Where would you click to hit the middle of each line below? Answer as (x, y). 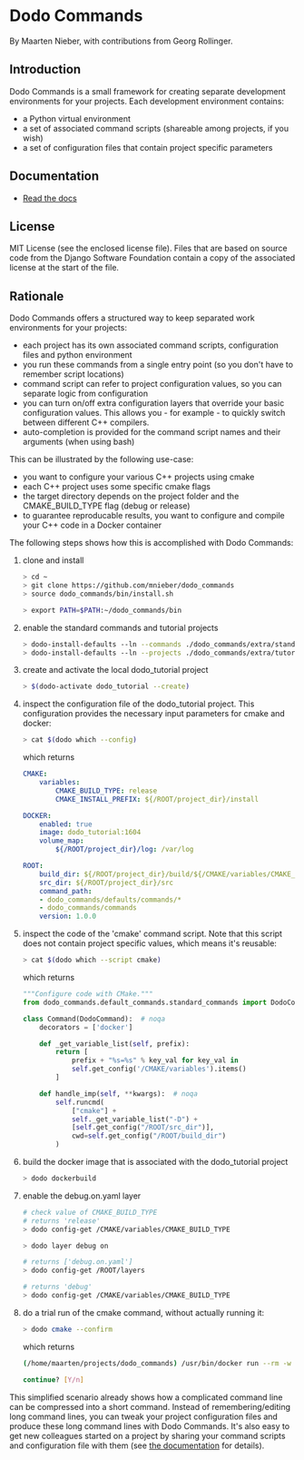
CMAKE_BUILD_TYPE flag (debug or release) (106, 506)
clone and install (53, 560)
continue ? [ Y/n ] (53, 1380)
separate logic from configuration (85, 394)
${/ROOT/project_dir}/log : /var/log (125, 850)
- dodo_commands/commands (88, 908)
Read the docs (49, 198)
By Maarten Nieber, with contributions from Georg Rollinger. (121, 41)
